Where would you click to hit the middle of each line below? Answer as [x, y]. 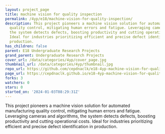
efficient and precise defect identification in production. [61, 127]
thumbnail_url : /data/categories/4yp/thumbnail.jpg [59, 64]
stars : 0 [14, 87]
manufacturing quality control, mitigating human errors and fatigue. [73, 111]
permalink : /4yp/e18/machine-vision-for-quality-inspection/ [69, 19]
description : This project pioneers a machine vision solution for [76, 23]
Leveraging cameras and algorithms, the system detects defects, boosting [80, 116]
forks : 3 [14, 78]
